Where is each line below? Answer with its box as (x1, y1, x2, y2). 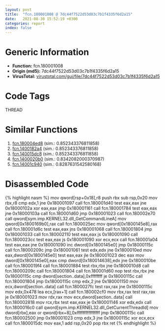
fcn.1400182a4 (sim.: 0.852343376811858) (12, 146, 99, 151)
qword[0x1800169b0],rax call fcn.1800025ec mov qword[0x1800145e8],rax (5, 221, 158, 227)
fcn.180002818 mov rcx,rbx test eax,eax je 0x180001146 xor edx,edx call (5, 299, 152, 305)
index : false (5, 26, 32, 30)
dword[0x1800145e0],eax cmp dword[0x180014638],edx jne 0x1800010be (5, 257, 156, 263)
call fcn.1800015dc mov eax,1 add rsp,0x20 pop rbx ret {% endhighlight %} (5, 320, 156, 326)
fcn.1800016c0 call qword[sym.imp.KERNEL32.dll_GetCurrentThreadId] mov (5, 304, 159, 310)
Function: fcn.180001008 (12, 63, 63, 69)
